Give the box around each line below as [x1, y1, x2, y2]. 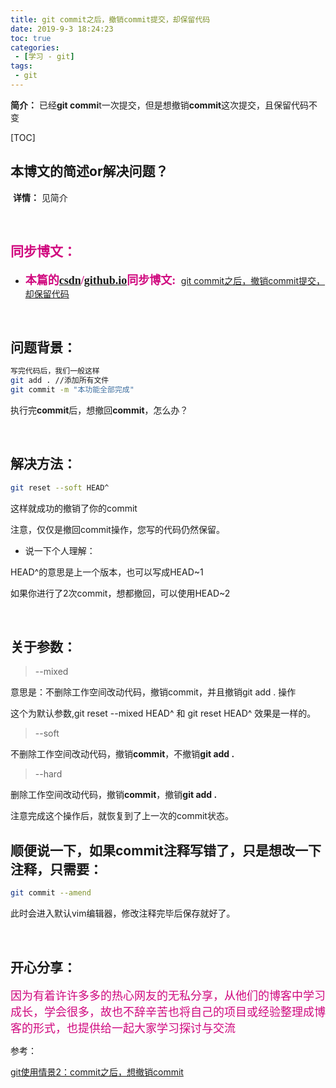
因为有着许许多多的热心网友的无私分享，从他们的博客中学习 [10, 989, 326, 1003]
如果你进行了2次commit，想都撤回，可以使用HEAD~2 [10, 587, 231, 599]
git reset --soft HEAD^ [10, 482, 110, 493]
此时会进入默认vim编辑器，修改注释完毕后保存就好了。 [10, 907, 236, 920]
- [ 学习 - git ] [14, 52, 75, 62]
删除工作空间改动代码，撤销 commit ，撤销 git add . [10, 789, 218, 801]
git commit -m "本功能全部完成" [10, 385, 135, 395]
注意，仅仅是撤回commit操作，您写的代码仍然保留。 [10, 523, 225, 535]
